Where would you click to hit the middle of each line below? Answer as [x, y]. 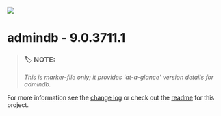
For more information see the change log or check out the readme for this [111, 98]
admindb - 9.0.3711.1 [66, 38]
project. [18, 105]
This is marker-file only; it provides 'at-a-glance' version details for [119, 77]
